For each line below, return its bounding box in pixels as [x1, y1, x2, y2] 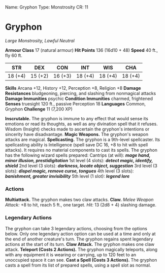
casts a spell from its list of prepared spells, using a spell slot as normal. [5, 262, 151, 268]
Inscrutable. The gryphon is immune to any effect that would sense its [5, 115, 149, 121]
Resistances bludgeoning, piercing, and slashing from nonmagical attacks [5, 90, 156, 96]
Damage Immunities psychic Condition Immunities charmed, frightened [5, 96, 153, 102]
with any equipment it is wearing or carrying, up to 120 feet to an [5, 251, 136, 258]
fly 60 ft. [5, 52, 23, 58]
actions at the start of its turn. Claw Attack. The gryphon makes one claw [5, 241, 155, 247]
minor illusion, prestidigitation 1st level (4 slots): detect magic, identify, [5, 157, 153, 163]
